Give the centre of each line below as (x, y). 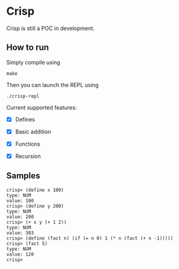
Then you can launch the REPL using (53, 85)
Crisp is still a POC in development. (50, 28)
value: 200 (20, 217)
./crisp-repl (23, 96)
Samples (24, 176)
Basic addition (33, 131)
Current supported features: (42, 107)
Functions (28, 144)
